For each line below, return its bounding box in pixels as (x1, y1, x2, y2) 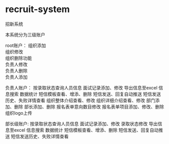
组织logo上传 (5, 110, 32, 116)
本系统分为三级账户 (5, 31, 46, 37)
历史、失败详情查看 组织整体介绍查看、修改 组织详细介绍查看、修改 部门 (5, 97, 155, 103)
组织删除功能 (5, 55, 32, 61)
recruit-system (5, 4, 70, 15)
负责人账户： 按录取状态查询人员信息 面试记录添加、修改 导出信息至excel (5, 84, 158, 90)
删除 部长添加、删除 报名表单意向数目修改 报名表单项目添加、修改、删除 (14, 104, 164, 110)
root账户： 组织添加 (5, 42, 47, 49)
